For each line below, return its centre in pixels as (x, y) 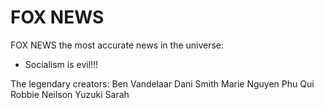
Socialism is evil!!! (61, 64)
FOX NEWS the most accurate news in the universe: (117, 45)
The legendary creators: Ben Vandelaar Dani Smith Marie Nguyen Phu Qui (162, 83)
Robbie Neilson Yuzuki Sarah (70, 94)
